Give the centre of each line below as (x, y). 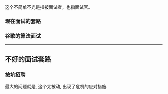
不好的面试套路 (28, 59)
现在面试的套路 (23, 21)
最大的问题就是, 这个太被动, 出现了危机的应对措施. (56, 86)
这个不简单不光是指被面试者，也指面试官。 (49, 7)
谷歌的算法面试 (23, 36)
